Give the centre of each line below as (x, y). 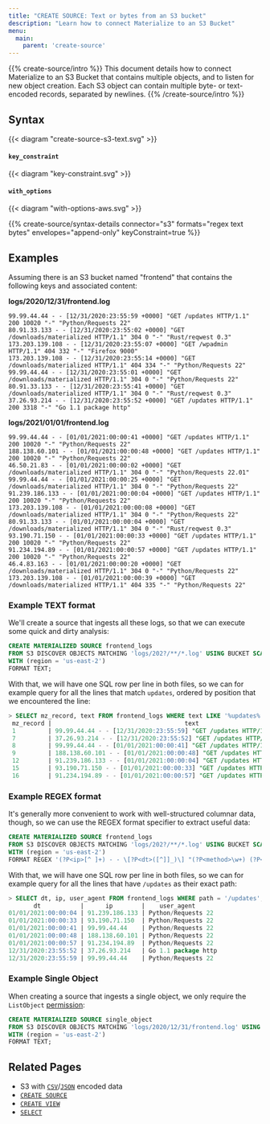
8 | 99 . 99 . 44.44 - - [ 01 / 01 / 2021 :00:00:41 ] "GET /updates (125, 746)
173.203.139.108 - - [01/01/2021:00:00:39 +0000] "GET (102, 578)
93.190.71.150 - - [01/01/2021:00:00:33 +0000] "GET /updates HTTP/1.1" (133, 536)
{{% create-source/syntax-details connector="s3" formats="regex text (126, 224)
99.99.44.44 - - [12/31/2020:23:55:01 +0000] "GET (95, 373)
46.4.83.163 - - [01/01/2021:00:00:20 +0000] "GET (95, 564)
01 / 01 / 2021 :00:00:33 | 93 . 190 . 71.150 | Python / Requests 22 (111, 921)
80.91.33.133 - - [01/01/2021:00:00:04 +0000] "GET (96, 522)
